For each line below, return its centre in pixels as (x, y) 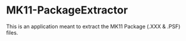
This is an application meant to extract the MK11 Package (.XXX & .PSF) (93, 26)
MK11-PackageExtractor (67, 10)
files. (12, 32)
